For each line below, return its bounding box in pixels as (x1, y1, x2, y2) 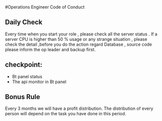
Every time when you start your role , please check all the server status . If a (5, 31, 158, 37)
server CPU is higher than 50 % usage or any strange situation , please (5, 36, 147, 42)
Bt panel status (12, 73, 42, 79)
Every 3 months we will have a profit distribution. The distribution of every (5, 105, 153, 111)
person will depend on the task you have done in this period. (5, 111, 126, 117)
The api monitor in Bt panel (12, 79, 67, 85)
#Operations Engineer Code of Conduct (5, 4, 85, 10)
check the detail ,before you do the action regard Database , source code (5, 41, 152, 47)
